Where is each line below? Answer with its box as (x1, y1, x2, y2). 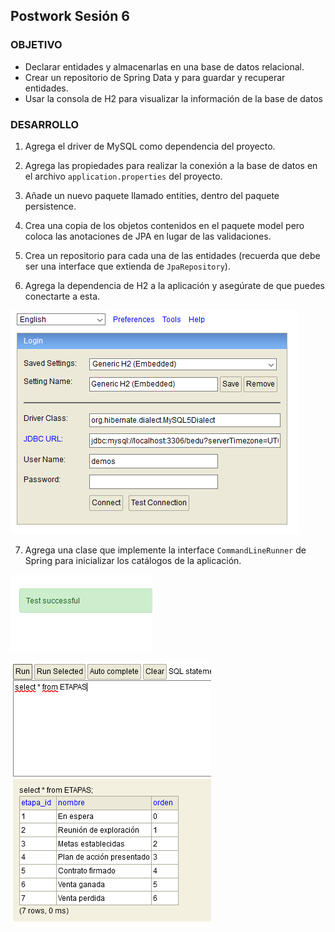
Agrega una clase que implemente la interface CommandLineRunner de (24, 544, 307, 556)
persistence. (24, 200, 77, 212)
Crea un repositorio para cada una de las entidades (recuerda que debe (24, 249, 321, 261)
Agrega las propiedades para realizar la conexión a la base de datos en (24, 159, 318, 171)
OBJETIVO (10, 38, 63, 52)
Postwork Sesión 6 (10, 8, 130, 25)
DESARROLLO (10, 117, 80, 131)
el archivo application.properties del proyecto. (24, 170, 223, 182)
